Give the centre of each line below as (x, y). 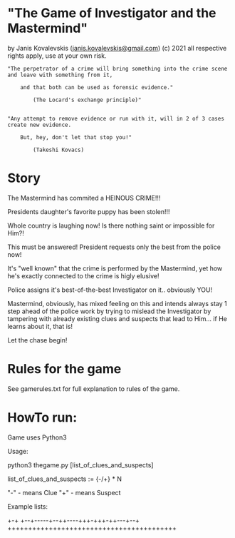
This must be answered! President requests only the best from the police (114, 247)
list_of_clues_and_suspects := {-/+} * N (65, 479)
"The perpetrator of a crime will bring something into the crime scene (117, 68)
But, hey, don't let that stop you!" (76, 137)
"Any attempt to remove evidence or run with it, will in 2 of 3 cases (116, 118)
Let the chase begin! (37, 340)
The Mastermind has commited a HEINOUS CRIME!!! (84, 198)
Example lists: (28, 506)
